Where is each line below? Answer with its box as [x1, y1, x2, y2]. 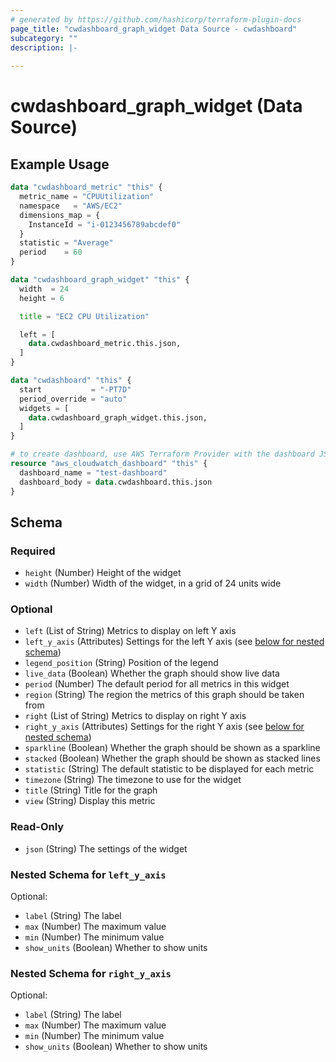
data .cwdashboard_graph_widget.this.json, [28, 412, 208, 423]
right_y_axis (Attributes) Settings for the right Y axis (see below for [24, 721, 305, 733]
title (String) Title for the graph [24, 784, 158, 796]
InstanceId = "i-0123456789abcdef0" [28, 219, 182, 230]
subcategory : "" [10, 33, 78, 43]
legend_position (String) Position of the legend [24, 657, 219, 669]
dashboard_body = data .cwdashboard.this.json [19, 477, 213, 487]
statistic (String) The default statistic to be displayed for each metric [24, 763, 315, 775]
